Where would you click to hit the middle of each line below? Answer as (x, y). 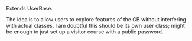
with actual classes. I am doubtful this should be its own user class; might (95, 26)
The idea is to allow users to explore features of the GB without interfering (96, 19)
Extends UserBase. (30, 8)
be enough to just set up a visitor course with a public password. (85, 32)
